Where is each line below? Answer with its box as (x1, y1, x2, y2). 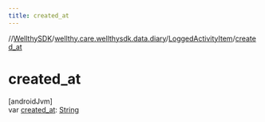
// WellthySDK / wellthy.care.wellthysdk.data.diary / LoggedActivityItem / (8, 33, 235, 43)
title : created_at (8, 11, 69, 20)
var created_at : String (8, 104, 80, 114)
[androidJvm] (8, 96, 53, 106)
